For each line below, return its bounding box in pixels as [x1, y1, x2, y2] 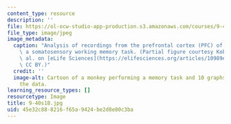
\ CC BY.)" [19, 61, 51, 68]
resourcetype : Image [7, 94, 67, 101]
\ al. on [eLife [19, 55, 67, 62]
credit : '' [13, 68, 45, 74]
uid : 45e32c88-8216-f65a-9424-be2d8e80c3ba [7, 106, 134, 113]
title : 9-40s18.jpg [7, 100, 63, 107]
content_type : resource [7, 10, 76, 17]
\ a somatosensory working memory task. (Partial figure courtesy [19, 49, 214, 56]
